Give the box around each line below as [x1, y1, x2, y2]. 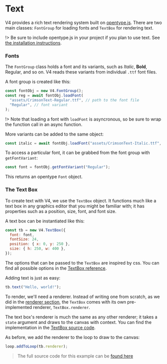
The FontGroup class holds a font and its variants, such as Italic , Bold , [5, 63, 148, 70]
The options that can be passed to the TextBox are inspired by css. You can [5, 259, 160, 265]
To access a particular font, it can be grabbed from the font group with [5, 149, 151, 155]
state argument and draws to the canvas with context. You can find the [5, 319, 152, 325]
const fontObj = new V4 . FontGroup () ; [5, 88, 84, 93]
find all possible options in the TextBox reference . [5, 265, 107, 271]
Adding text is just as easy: [5, 274, 61, 280]
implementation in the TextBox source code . [5, 324, 96, 330]
